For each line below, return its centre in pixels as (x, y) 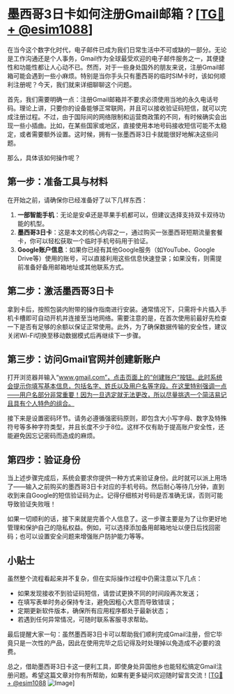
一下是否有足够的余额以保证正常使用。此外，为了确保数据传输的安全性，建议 (117, 326)
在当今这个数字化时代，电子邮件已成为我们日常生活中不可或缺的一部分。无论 (117, 49)
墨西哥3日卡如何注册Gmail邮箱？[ (104, 14)
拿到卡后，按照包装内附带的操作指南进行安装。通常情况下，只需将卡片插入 (114, 309)
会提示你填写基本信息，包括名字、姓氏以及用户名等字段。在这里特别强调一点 (117, 386)
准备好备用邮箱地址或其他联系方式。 (75, 267)
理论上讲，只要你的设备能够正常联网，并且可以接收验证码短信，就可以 (120, 108)
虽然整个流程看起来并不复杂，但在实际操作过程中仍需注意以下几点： (105, 578)
